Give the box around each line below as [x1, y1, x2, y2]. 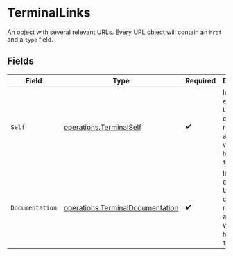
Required [184, 76, 216, 85]
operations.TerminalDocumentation [63, 203, 179, 212]
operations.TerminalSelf [63, 122, 142, 132]
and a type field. [7, 35, 53, 43]
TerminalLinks [7, 5, 91, 21]
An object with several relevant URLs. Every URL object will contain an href [7, 28, 222, 36]
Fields [7, 56, 35, 67]
